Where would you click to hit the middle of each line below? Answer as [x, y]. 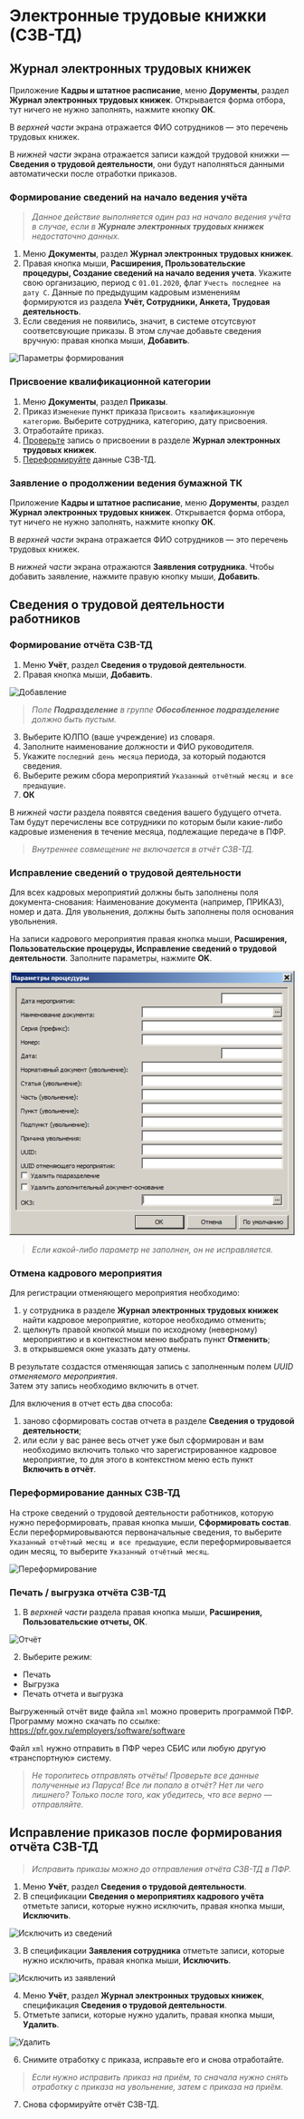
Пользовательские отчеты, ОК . [85, 1622]
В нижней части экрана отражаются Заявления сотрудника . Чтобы [142, 566]
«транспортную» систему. [61, 1758]
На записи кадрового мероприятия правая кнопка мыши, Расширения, [148, 938]
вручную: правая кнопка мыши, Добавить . [106, 340]
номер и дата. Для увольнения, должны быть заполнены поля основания [152, 911]
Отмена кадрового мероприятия [86, 1273]
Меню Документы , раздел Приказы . [95, 401]
